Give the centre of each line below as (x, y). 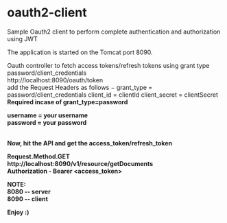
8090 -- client (27, 199)
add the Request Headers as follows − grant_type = (80, 87)
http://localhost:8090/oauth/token (55, 80)
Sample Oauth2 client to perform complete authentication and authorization (114, 32)
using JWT (22, 38)
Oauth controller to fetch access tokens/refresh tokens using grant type (108, 65)
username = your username (47, 115)
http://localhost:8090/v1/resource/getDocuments (80, 163)
